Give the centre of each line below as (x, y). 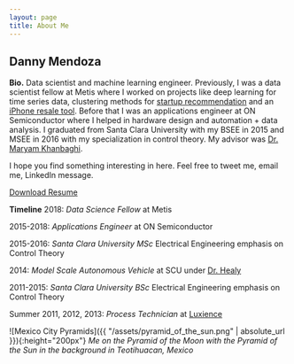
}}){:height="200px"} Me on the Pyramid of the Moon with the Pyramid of (143, 341)
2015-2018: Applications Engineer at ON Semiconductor (111, 227)
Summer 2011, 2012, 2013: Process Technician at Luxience (116, 314)
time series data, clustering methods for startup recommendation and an (142, 102)
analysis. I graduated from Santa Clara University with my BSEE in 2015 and (147, 130)
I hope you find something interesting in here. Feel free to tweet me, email (144, 166)
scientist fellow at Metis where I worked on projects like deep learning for (143, 92)
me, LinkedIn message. (51, 175)
